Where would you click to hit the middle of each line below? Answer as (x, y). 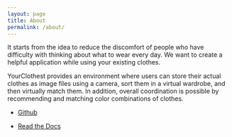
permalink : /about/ (36, 27)
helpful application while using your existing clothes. (84, 62)
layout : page (27, 14)
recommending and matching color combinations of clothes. (95, 99)
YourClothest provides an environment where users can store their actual (114, 76)
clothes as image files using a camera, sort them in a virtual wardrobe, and (116, 84)
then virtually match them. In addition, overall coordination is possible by (113, 91)
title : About (27, 21)
